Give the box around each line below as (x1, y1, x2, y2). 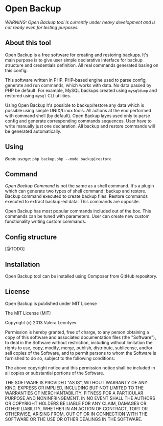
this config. (5, 67, 28, 73)
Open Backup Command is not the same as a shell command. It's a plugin (5, 183, 154, 189)
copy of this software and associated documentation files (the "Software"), (5, 334, 157, 340)
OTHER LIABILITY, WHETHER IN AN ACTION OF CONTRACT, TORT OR (5, 405, 148, 411)
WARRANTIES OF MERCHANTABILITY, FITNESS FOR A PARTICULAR (5, 390, 143, 396)
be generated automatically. (5, 128, 62, 134)
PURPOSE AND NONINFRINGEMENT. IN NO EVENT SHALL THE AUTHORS (5, 395, 156, 401)
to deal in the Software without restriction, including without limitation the (5, 339, 153, 345)
